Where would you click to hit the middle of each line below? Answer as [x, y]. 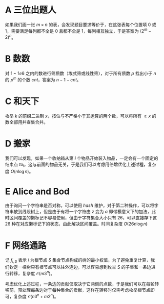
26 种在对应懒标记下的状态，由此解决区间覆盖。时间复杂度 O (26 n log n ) [76, 224]
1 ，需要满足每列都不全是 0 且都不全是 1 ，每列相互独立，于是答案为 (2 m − [78, 30]
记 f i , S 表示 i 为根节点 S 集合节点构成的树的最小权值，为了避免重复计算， [78, 261]
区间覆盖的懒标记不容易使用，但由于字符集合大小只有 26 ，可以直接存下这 [83, 218]
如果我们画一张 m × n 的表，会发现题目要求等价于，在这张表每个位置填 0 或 [81, 25]
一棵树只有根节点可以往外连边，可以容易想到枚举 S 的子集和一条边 [84, 267]
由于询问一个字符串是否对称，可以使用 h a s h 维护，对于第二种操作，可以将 [80, 205]
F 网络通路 [26, 245]
